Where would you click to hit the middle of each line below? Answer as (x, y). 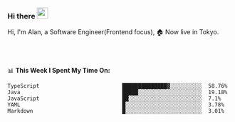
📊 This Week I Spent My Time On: (59, 71)
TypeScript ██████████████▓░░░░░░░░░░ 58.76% (117, 86)
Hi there (21, 16)
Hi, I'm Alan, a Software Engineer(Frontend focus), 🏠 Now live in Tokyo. (113, 32)
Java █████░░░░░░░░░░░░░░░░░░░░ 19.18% (117, 93)
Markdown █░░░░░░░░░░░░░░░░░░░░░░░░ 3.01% (116, 111)
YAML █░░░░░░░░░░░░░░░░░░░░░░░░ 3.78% (116, 105)
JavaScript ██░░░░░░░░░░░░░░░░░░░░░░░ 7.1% (114, 99)
